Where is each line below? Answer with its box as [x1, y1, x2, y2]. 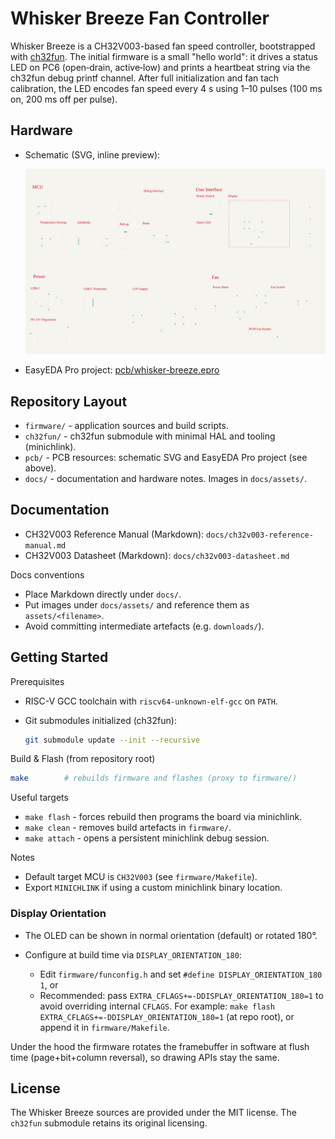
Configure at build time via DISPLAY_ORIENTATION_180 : [24, 948, 242, 961]
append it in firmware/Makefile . [39, 1021, 170, 1033]
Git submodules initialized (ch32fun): [24, 714, 177, 726]
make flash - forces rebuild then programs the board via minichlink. [24, 811, 303, 823]
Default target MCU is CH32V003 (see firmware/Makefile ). [24, 871, 258, 883]
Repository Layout [10, 393, 128, 410]
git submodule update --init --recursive [24, 735, 201, 745]
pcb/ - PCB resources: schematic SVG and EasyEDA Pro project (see [24, 451, 308, 463]
